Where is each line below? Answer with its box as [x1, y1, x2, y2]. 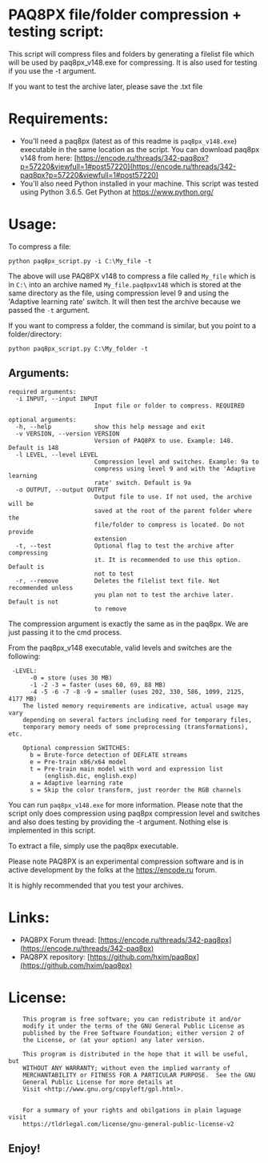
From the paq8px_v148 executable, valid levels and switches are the [8, 643, 232, 652]
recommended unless [8, 584, 74, 592]
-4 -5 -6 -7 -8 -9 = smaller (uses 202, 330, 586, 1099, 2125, [29, 688, 246, 696]
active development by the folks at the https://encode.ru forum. [8, 864, 218, 874]
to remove [94, 604, 127, 613]
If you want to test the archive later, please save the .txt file [8, 82, 203, 91]
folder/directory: [8, 329, 62, 339]
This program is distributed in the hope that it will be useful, [22, 1050, 249, 1058]
